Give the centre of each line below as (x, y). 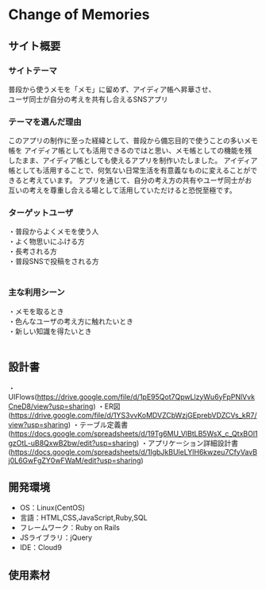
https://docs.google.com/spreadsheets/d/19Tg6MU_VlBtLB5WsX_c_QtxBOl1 (134, 433)
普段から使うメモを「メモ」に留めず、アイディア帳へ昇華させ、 (112, 89)
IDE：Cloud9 (40, 548)
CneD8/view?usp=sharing (51, 406)
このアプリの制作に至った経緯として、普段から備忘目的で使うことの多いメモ (133, 141)
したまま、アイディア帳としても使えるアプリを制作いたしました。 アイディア (133, 161)
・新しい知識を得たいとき (50, 331)
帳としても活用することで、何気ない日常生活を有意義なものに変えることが (129, 170)
